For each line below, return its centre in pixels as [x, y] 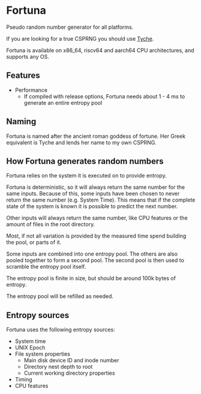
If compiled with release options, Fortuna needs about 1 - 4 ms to [104, 96]
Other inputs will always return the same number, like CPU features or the [97, 218]
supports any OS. [28, 56]
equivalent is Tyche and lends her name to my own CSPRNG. [82, 142]
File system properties [43, 354]
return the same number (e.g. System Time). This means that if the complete [101, 200]
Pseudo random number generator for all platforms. [70, 27]
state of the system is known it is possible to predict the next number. [92, 206]
